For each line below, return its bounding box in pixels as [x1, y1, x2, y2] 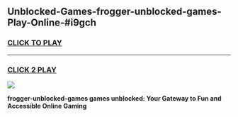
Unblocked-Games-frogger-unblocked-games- [7, 6, 222, 18]
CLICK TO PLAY [7, 38, 62, 48]
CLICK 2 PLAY [7, 65, 57, 74]
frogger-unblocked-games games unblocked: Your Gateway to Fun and [7, 94, 222, 102]
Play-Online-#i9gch [7, 17, 97, 29]
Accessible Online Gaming [7, 101, 87, 110]
